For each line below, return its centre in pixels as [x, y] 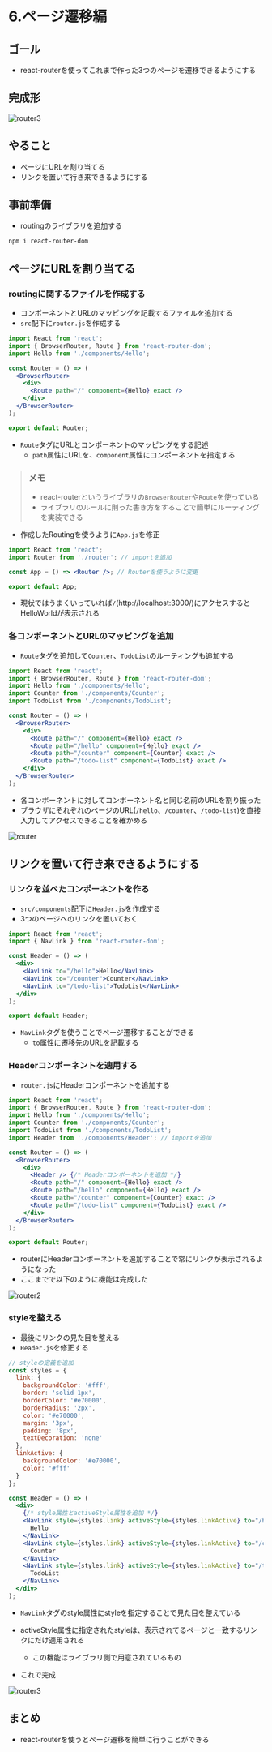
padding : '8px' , [51, 1431]
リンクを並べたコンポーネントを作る [79, 889]
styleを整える [35, 1318]
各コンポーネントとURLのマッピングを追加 [91, 636]
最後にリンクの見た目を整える [70, 1337]
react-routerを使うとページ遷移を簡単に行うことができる [115, 1739]
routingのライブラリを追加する [71, 226]
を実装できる [62, 517]
